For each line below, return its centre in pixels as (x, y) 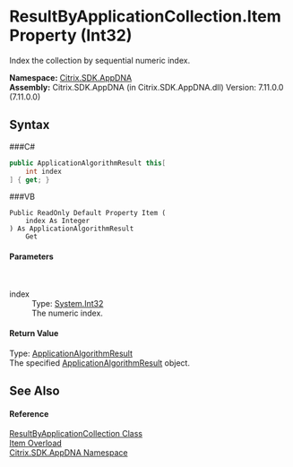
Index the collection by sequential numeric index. (100, 60)
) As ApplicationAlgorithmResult (72, 229)
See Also (34, 391)
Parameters (31, 256)
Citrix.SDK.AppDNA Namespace (69, 453)
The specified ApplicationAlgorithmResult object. (100, 363)
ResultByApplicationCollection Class (76, 434)
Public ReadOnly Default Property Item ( (88, 213)
